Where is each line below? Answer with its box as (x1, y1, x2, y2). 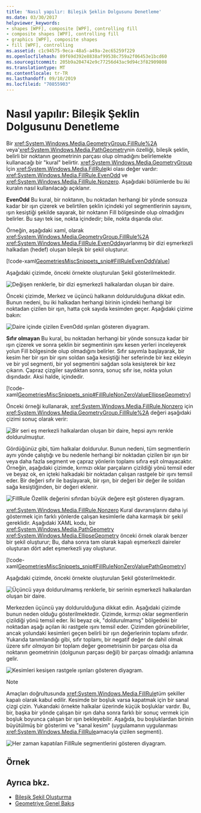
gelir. (6, 655, 19, 662)
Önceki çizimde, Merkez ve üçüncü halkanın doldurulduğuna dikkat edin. (6, 292, 185, 299)
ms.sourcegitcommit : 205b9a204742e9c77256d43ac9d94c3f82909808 (6, 59, 167, 65)
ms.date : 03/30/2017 (6, 14, 58, 20)
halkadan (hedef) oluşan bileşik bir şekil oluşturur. (6, 245, 129, 253)
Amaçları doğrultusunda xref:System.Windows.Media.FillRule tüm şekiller (6, 689, 185, 697)
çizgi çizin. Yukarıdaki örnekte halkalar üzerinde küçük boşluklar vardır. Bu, (6, 703, 191, 710)
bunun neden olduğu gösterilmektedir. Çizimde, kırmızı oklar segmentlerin (6, 610, 188, 617)
